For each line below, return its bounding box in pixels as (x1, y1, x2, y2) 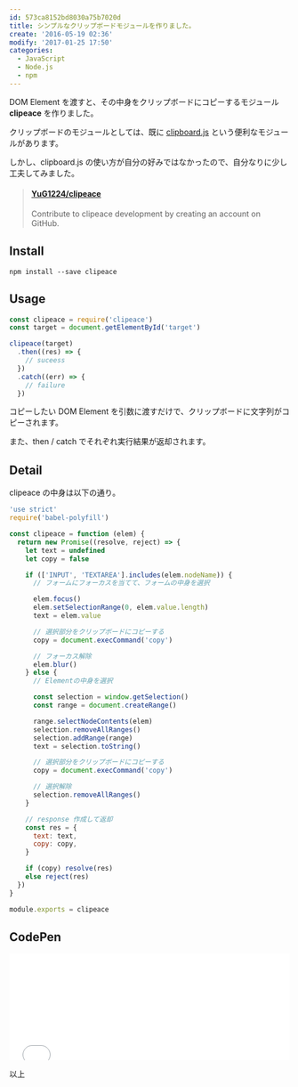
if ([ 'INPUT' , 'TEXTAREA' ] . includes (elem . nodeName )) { (25, 571, 233, 580)
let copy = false (25, 554, 90, 564)
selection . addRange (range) (32, 734, 133, 742)
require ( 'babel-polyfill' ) (9, 514, 109, 523)
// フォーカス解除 (32, 652, 92, 661)
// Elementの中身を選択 (32, 677, 113, 685)
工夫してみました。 (9, 167, 80, 178)
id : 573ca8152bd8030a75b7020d (9, 12, 122, 22)
